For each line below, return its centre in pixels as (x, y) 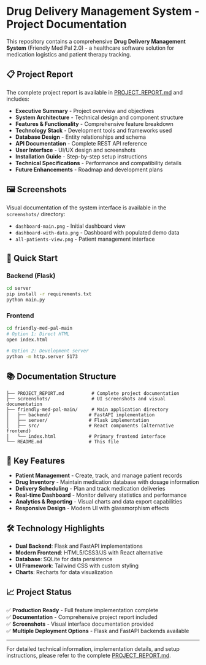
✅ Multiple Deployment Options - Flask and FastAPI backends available (98, 631)
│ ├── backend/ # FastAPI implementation (81, 415)
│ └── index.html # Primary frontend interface (86, 437)
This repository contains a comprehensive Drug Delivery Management (96, 41)
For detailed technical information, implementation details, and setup (93, 648)
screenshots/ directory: (36, 214)
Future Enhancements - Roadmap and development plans (89, 169)
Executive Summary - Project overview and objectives (85, 111)
